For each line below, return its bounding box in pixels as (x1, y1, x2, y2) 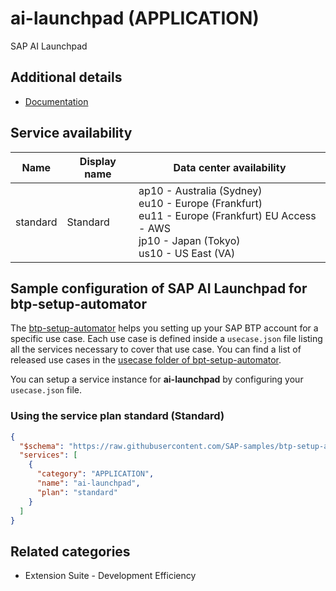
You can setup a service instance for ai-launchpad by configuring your (10, 373, 304, 386)
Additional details (10, 69, 123, 86)
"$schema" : (19, 441, 65, 451)
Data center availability (173, 160, 287, 174)
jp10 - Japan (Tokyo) (138, 233, 241, 247)
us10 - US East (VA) (138, 246, 236, 260)
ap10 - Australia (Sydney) (138, 183, 263, 197)
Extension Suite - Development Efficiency (24, 570, 197, 582)
